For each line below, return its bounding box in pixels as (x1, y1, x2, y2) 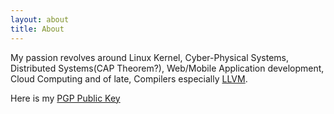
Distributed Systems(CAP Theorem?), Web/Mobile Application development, (10, 62, 325, 74)
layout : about (10, 14, 70, 25)
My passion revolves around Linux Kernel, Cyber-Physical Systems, (10, 51, 289, 63)
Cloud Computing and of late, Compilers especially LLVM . (10, 72, 248, 85)
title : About (10, 24, 65, 34)
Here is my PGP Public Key (10, 92, 121, 104)
